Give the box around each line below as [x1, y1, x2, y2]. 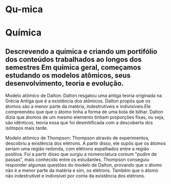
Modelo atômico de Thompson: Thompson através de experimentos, [5, 135, 150, 141]
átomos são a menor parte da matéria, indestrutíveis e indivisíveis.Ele [5, 103, 151, 110]
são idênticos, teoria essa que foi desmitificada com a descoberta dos [5, 120, 153, 126]
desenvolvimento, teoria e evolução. [5, 79, 124, 88]
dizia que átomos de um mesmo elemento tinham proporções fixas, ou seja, [5, 114, 165, 120]
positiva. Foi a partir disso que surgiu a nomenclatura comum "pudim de [5, 151, 157, 157]
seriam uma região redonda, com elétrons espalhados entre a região [5, 146, 150, 152]
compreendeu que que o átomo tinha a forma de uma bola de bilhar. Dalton [5, 109, 163, 115]
